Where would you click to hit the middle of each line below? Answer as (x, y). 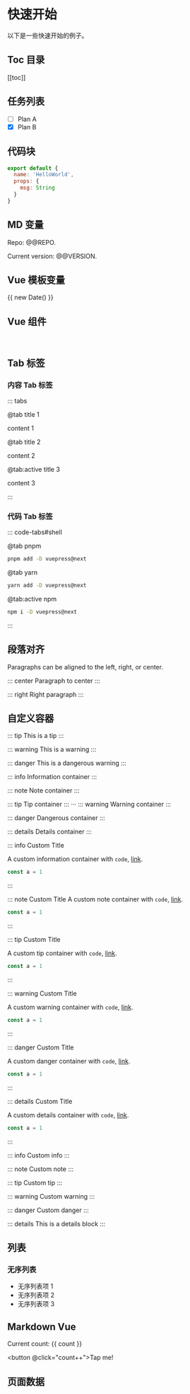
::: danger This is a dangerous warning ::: (67, 763)
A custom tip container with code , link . (63, 953)
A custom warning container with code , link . (70, 1007)
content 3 (21, 483)
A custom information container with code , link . (75, 859)
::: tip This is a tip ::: (36, 736)
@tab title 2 (24, 442)
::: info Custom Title (36, 846)
